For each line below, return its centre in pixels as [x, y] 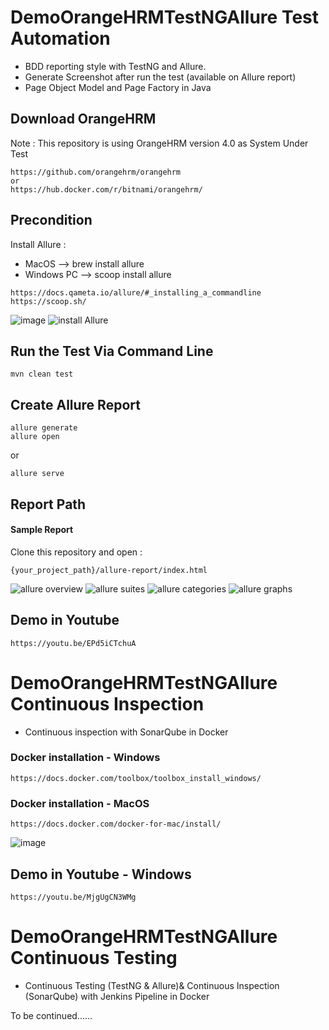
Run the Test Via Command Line [112, 351]
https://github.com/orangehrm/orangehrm [96, 172]
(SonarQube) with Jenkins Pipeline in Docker [117, 996]
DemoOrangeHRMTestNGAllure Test [164, 17]
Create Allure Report [75, 404]
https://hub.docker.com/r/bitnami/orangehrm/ [106, 189]
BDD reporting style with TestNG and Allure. [115, 66]
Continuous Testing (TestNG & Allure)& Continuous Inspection [152, 985]
